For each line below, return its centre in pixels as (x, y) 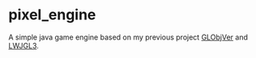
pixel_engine (52, 15)
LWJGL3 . (23, 45)
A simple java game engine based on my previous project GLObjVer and (128, 37)
